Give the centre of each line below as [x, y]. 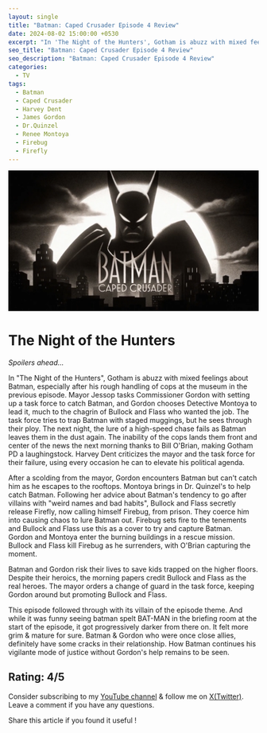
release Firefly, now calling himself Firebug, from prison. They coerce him [129, 512]
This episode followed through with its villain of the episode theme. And [126, 610]
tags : [17, 83]
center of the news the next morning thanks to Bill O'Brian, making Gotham [131, 446]
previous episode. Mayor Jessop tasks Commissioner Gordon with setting [129, 395]
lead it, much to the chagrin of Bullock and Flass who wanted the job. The [129, 412]
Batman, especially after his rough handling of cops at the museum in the [128, 386]
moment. [23, 554]
